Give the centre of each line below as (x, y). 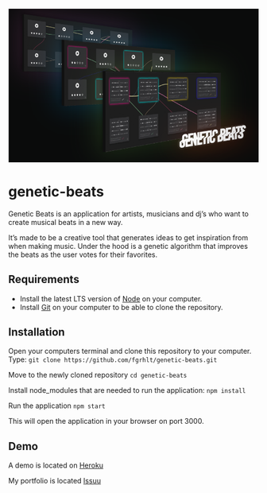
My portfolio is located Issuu (55, 481)
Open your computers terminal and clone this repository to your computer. (130, 351)
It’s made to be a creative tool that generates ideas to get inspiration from (128, 237)
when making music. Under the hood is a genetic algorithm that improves (128, 246)
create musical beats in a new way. (66, 222)
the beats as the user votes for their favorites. (83, 254)
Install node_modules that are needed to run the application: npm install (127, 390)
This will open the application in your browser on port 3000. (106, 421)
